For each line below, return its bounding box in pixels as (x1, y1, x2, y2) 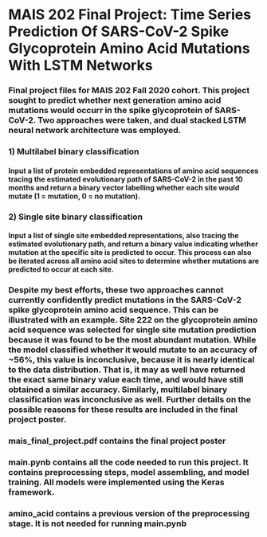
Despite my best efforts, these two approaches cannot (8, 284, 224, 296)
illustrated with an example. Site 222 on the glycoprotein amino (8, 315, 258, 326)
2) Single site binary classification (8, 211, 143, 222)
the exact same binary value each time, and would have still (8, 374, 244, 386)
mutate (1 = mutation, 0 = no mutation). (8, 191, 141, 201)
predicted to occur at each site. (8, 265, 114, 274)
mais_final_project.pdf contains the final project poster (8, 435, 226, 446)
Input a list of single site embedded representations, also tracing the (8, 231, 239, 241)
